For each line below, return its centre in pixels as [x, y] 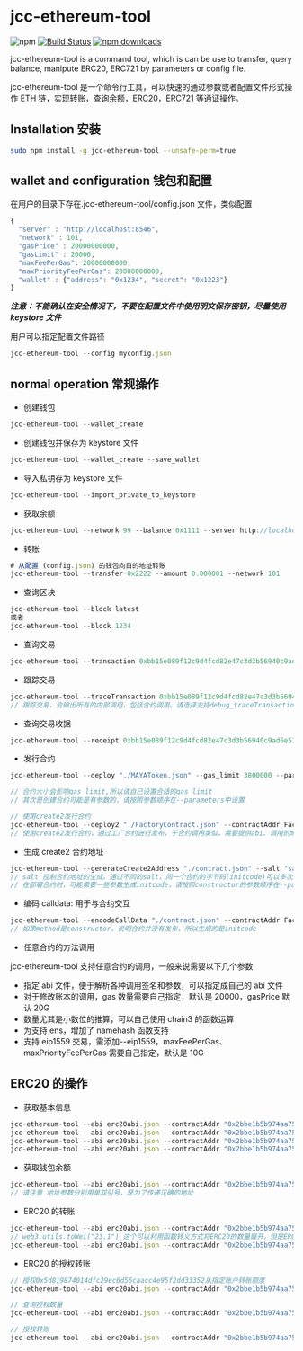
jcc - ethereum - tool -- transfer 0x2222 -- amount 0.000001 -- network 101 [145, 574]
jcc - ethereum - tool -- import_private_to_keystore [103, 495]
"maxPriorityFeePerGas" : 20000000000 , [91, 271]
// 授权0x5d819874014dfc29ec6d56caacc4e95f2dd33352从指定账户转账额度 [138, 1280]
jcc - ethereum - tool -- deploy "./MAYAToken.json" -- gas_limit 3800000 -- [147, 776]
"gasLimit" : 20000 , [57, 254]
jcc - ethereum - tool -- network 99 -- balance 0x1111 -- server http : [135, 530]
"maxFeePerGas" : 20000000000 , [75, 262]
